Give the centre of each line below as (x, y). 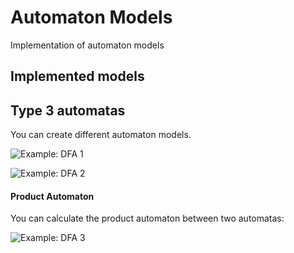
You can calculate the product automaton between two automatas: (147, 218)
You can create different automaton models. (101, 135)
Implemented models (77, 76)
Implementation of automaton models (87, 45)
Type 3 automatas (68, 110)
